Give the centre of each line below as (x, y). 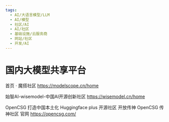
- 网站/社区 (21, 39)
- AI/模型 (19, 19)
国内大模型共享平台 (46, 70)
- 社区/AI (19, 24)
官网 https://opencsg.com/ (48, 114)
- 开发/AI (19, 44)
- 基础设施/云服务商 (29, 34)
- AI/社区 (19, 29)
